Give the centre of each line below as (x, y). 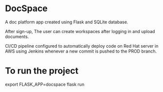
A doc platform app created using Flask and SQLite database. (67, 22)
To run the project (42, 71)
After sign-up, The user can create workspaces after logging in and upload (80, 31)
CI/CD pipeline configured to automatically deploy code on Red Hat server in (82, 46)
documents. (17, 37)
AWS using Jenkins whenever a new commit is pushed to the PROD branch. (81, 51)
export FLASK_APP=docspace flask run (45, 84)
